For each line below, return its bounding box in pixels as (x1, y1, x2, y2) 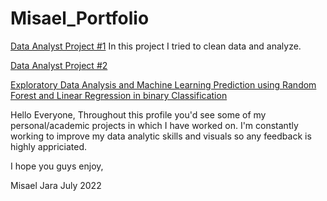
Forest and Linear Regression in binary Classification (10, 89, 228, 101)
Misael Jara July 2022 (10, 179, 102, 191)
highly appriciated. (10, 140, 88, 152)
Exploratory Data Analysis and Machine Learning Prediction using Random (10, 78, 317, 91)
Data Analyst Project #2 (10, 59, 108, 71)
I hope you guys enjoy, (10, 160, 104, 172)
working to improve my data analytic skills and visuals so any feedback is (10, 130, 312, 142)
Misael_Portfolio (10, 7, 150, 30)
